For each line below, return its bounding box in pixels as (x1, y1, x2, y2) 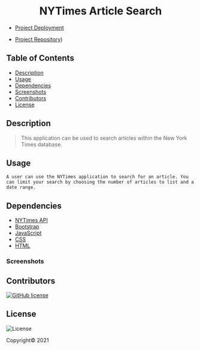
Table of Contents (6, 53, 75, 64)
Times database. (20, 140, 63, 148)
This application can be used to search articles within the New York (20, 134, 187, 142)
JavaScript (14, 229, 42, 237)
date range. (6, 184, 36, 190)
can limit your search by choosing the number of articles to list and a (6, 179, 195, 186)
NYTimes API (14, 217, 48, 224)
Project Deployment (14, 24, 64, 31)
